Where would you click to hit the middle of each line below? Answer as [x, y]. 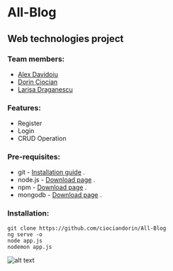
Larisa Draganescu [45, 89]
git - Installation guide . [51, 172]
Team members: [36, 59]
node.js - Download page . [56, 180]
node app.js [25, 240]
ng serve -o [25, 234]
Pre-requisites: [34, 157]
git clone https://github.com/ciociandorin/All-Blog [87, 228]
